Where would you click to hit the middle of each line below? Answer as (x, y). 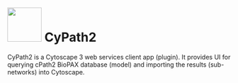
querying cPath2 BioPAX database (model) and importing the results (107, 65)
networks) (22, 72)
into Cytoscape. (62, 72)
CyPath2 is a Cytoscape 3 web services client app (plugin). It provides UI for (119, 57)
